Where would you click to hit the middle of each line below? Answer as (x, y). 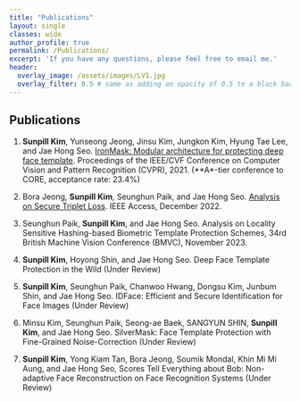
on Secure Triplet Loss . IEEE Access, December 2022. (122, 206)
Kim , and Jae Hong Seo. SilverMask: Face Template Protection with (146, 332)
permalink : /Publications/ (59, 51)
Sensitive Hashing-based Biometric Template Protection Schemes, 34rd (154, 233)
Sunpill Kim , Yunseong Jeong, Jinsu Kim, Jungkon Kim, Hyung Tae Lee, (155, 142)
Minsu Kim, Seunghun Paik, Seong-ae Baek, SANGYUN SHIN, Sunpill (150, 323)
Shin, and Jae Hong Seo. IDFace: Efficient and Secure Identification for (152, 297)
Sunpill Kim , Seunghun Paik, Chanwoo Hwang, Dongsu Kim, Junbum (149, 287)
